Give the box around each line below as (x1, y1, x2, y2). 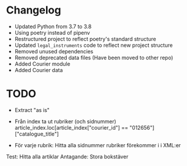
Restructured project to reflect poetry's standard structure (14, 35, 156, 42)
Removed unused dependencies (14, 48, 93, 55)
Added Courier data (14, 66, 63, 73)
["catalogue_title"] (14, 130, 59, 137)
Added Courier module (14, 60, 71, 67)
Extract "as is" (14, 106, 50, 113)
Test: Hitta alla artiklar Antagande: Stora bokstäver (6, 153, 129, 160)
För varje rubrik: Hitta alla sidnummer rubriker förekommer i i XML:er (14, 141, 181, 148)
